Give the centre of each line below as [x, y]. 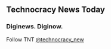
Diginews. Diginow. [35, 27]
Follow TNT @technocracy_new [45, 39]
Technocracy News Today [56, 10]
